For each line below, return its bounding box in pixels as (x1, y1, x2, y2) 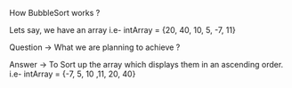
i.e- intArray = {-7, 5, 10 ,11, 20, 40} (9, 68, 136, 79)
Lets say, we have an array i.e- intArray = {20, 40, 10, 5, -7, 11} (9, 25, 236, 35)
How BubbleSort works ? (9, 8, 101, 18)
